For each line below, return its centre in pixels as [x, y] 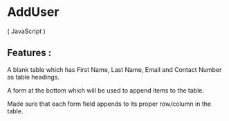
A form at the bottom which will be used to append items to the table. [106, 90]
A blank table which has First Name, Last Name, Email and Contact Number [114, 69]
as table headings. [34, 77]
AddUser [33, 12]
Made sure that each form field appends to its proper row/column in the [109, 104]
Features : [29, 53]
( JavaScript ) [27, 31]
